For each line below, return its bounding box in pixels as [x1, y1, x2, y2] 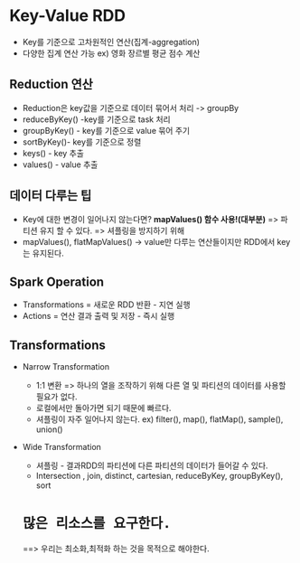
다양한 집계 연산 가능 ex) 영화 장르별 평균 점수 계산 [22, 47, 201, 59]
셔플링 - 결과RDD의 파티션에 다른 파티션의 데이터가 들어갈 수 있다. [35, 460, 268, 471]
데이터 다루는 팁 [9, 188, 92, 203]
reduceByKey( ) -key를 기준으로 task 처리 [22, 114, 171, 125]
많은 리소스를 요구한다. [22, 515, 172, 532]
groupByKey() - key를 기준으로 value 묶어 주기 [22, 125, 191, 136]
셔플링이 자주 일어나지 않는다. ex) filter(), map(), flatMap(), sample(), [35, 414, 284, 425]
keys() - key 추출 [22, 147, 84, 158]
